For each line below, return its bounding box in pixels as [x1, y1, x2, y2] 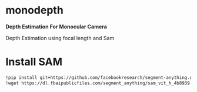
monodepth [5, 4, 64, 17]
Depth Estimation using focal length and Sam [5, 34, 115, 41]
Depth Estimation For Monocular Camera [5, 23, 107, 30]
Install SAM [5, 55, 63, 68]
